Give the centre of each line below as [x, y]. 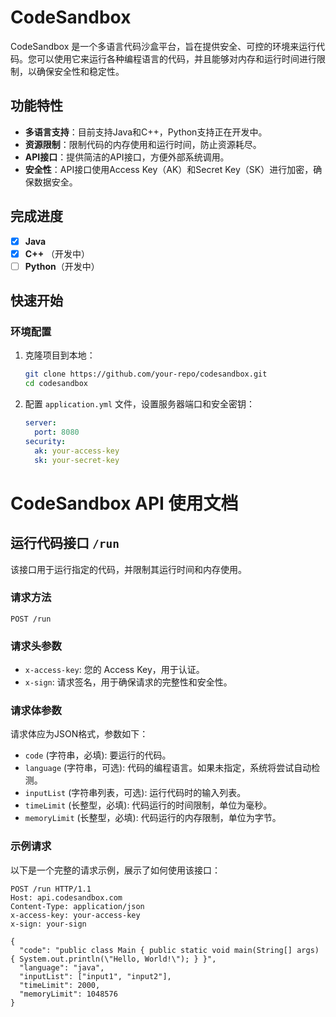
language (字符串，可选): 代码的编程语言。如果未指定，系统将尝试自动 [168, 768]
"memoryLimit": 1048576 [68, 994]
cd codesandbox [56, 384]
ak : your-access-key [77, 451]
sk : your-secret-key [77, 460]
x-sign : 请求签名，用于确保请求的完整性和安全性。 [128, 682]
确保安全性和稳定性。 [80, 71]
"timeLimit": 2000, [60, 985]
